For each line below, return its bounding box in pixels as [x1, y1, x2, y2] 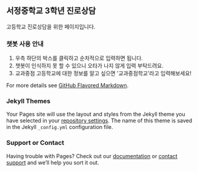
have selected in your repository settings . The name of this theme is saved [6, 117, 193, 124]
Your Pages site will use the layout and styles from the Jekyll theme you [6, 111, 186, 118]
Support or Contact [6, 139, 65, 147]
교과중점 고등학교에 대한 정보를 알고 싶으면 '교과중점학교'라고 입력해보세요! [15, 70, 192, 77]
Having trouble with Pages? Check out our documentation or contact [6, 152, 177, 159]
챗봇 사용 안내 [6, 39, 44, 48]
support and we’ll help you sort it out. [6, 159, 99, 166]
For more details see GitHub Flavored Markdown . [6, 82, 129, 89]
